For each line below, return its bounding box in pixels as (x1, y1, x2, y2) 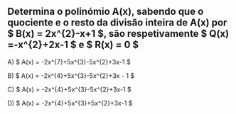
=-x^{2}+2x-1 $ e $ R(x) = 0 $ (7, 39, 139, 51)
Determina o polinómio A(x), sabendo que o (7, 6, 204, 18)
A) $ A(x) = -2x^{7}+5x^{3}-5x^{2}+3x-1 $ (7, 57, 131, 66)
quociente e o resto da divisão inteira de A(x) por (7, 17, 227, 29)
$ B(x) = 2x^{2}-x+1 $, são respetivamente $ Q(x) (7, 28, 230, 40)
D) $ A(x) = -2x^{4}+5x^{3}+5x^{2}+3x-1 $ (7, 98, 133, 107)
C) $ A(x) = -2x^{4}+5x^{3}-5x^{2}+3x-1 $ (7, 85, 132, 93)
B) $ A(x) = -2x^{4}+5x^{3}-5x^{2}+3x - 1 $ (7, 71, 135, 80)
